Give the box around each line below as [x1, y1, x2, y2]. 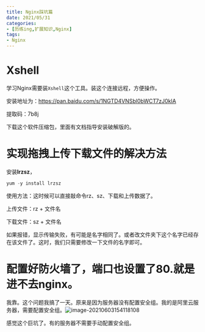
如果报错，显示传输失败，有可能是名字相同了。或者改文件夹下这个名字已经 [6, 231, 193, 238]
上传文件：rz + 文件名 [6, 205, 61, 212]
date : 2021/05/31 [6, 15, 51, 21]
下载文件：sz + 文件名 [6, 217, 62, 225]
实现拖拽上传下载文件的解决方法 [6, 147, 167, 161]
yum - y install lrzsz [6, 180, 62, 186]
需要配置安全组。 [22, 306, 65, 314]
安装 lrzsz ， [6, 168, 35, 175]
